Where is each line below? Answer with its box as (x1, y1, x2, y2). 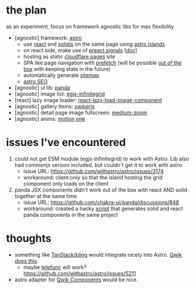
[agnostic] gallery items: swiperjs (14, 103, 95, 110)
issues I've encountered (6, 136, 126, 149)
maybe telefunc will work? (23, 263, 87, 270)
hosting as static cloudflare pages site (23, 53, 115, 60)
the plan (6, 4, 47, 17)
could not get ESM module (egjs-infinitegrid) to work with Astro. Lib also (14, 155, 189, 162)
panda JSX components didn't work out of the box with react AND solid (14, 186, 187, 193)
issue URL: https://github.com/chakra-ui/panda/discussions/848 (23, 199, 180, 206)
